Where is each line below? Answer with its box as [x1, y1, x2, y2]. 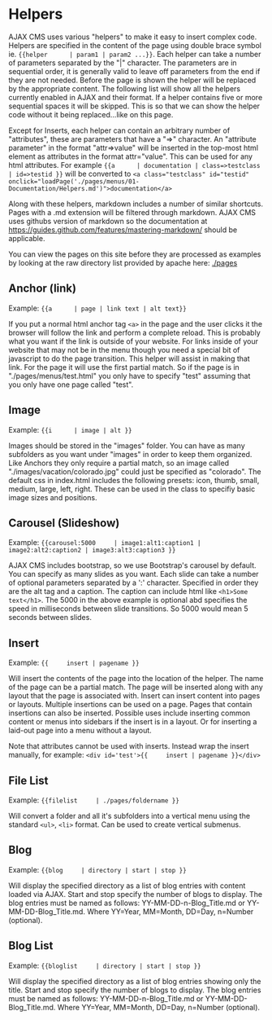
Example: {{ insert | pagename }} [8, 657, 140, 668]
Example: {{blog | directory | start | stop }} [8, 864, 187, 874]
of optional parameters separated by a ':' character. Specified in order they [8, 578, 259, 587]
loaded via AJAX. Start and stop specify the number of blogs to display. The [8, 889, 262, 899]
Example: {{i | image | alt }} [8, 424, 132, 434]
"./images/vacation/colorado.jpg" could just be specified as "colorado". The [8, 466, 261, 477]
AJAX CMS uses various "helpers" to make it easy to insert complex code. [8, 32, 257, 42]
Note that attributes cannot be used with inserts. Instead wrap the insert [8, 741, 249, 751]
